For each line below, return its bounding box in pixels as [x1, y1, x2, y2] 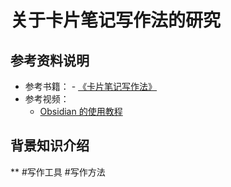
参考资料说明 [10, 52, 90, 69]
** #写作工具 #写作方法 [10, 166, 106, 178]
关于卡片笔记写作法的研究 [10, 9, 222, 32]
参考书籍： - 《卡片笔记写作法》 [24, 81, 158, 92]
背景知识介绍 [10, 137, 90, 155]
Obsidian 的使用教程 [39, 106, 123, 117]
